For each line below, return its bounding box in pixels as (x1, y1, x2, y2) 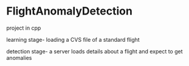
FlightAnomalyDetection (6, 4, 132, 18)
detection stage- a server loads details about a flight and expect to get (6, 47, 184, 55)
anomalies (6, 54, 32, 61)
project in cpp (6, 24, 41, 31)
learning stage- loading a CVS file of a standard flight (6, 36, 140, 43)
